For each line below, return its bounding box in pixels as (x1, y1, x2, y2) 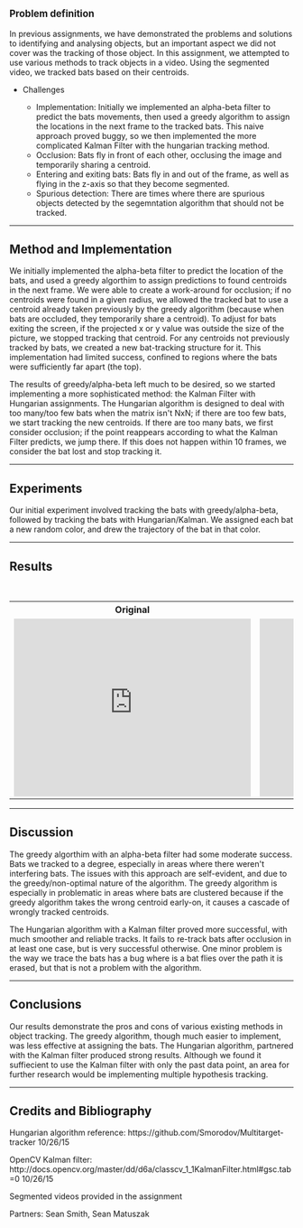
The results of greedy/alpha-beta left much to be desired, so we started (9, 379, 276, 390)
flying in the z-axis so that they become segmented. (35, 178, 230, 189)
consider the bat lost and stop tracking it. (9, 446, 162, 457)
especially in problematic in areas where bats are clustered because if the (9, 887, 284, 898)
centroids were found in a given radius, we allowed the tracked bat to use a (9, 294, 289, 305)
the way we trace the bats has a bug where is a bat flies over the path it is (9, 953, 284, 963)
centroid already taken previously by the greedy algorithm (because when (9, 304, 284, 315)
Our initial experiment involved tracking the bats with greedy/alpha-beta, (9, 505, 279, 516)
